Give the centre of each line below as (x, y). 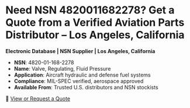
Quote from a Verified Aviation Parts (95, 22)
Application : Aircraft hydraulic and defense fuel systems (82, 75)
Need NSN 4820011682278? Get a (90, 10)
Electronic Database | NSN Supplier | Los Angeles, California (80, 51)
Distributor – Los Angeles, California (95, 35)
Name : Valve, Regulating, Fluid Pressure (62, 68)
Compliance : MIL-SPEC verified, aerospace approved (79, 81)
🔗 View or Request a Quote (38, 98)
